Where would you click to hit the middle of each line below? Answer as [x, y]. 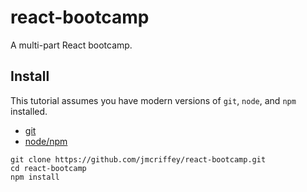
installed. [29, 111]
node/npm [46, 141]
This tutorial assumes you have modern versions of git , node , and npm [153, 100]
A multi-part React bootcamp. [71, 45]
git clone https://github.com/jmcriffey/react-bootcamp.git [138, 159]
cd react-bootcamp [48, 168]
